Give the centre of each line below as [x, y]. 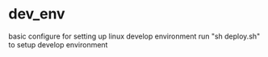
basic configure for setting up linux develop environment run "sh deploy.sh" [134, 36]
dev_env [37, 14]
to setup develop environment [58, 44]
